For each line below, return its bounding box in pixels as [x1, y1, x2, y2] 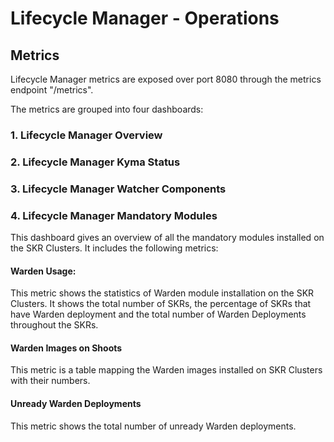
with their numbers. [10, 375, 91, 387]
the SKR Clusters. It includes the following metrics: [10, 242, 219, 254]
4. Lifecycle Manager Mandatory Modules [10, 208, 218, 222]
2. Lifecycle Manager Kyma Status [10, 155, 181, 169]
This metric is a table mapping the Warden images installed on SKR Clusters [10, 364, 323, 376]
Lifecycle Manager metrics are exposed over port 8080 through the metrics [10, 73, 322, 85]
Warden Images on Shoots [10, 342, 123, 354]
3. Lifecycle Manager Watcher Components [10, 182, 227, 196]
